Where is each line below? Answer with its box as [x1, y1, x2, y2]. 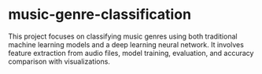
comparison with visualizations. [8, 57, 110, 66]
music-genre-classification [8, 6, 191, 24]
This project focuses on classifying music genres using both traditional [8, 31, 238, 41]
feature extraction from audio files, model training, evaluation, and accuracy [8, 48, 254, 57]
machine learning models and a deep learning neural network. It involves [8, 39, 244, 49]
